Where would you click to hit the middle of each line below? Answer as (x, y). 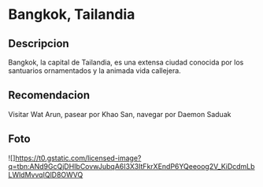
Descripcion (39, 44)
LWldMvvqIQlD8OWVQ (46, 174)
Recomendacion (49, 95)
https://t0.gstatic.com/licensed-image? (78, 158)
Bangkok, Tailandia (72, 15)
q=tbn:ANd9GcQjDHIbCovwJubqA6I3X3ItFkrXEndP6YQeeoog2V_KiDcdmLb (131, 166)
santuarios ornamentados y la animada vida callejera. (94, 71)
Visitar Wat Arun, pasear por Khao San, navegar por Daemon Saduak (120, 114)
